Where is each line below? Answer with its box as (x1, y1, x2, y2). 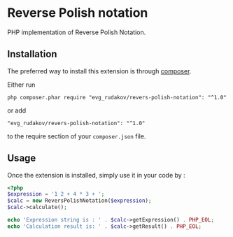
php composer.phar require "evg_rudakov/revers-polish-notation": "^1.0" (7, 94, 227, 101)
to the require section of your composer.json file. (7, 131, 146, 141)
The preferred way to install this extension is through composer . (7, 66, 192, 75)
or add (7, 106, 27, 115)
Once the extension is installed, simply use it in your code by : (7, 171, 185, 179)
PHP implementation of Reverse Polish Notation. (7, 28, 146, 36)
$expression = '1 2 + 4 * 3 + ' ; (7, 191, 105, 198)
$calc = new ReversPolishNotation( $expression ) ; (7, 197, 152, 204)
